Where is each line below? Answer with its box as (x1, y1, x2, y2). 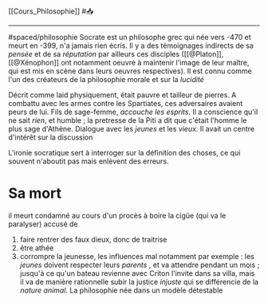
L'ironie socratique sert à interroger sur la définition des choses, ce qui (8, 148, 241, 157)
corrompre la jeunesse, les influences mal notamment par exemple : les (19, 251, 255, 261)
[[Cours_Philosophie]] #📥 (8, 6, 94, 16)
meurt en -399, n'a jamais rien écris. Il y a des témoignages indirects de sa (8, 41, 254, 50)
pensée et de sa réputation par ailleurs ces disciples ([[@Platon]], (8, 49, 224, 58)
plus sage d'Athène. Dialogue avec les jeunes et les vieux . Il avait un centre (8, 124, 255, 133)
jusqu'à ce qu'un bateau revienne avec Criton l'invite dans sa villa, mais (19, 268, 255, 277)
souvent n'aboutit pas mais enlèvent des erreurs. (8, 156, 169, 166)
